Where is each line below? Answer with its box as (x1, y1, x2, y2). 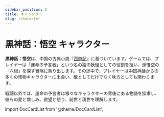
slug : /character (5, 16, 41, 21)
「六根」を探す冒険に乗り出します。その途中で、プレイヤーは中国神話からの (5, 68, 159, 74)
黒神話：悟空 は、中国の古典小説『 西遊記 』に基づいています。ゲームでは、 (5, 56, 155, 61)
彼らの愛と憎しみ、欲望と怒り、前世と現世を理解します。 (5, 97, 121, 102)
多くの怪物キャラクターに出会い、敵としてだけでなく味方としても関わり (5, 74, 150, 80)
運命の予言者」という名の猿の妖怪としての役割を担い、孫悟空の (30, 62, 160, 68)
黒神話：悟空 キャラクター (5, 39, 110, 50)
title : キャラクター (5, 12, 43, 17)
